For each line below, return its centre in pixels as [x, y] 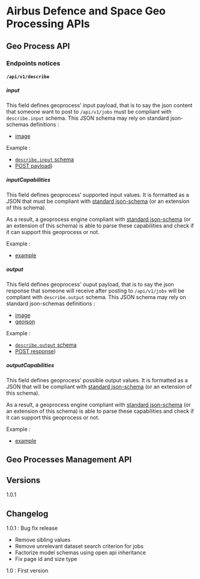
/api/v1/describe [28, 77]
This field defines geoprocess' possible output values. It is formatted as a [97, 380]
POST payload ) [34, 166]
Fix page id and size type [46, 559]
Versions [23, 480]
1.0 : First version [27, 571]
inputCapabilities [29, 179]
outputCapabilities [30, 365]
